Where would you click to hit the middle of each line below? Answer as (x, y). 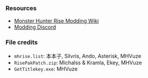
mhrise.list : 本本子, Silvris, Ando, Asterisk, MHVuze (78, 56)
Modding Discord (35, 27)
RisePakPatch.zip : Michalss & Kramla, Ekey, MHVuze (78, 62)
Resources (21, 8)
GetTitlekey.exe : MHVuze (46, 69)
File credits (22, 42)
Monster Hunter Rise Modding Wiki (56, 21)
